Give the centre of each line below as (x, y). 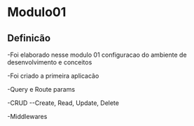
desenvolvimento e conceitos (50, 62)
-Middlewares (27, 117)
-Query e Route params (41, 89)
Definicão (29, 38)
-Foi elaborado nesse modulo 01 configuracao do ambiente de (97, 55)
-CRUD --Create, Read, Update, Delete (63, 103)
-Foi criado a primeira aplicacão (53, 76)
